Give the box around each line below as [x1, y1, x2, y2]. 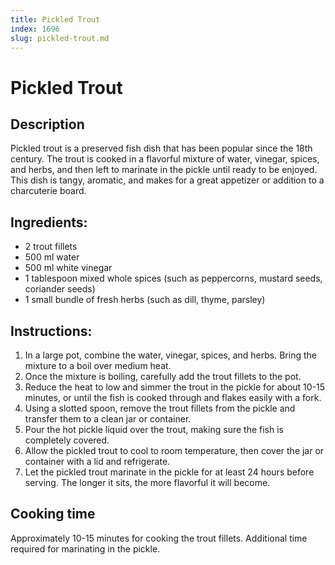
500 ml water [24, 251, 80, 263]
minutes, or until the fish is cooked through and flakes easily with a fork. [24, 392, 322, 403]
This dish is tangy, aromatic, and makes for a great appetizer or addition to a [10, 174, 325, 186]
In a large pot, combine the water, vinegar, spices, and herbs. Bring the [24, 349, 317, 361]
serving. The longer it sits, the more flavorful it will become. [24, 477, 271, 488]
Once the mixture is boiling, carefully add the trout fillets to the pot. [24, 371, 302, 382]
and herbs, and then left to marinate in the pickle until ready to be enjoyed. [10, 164, 318, 176]
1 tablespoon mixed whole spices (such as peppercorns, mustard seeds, [24, 272, 323, 285]
